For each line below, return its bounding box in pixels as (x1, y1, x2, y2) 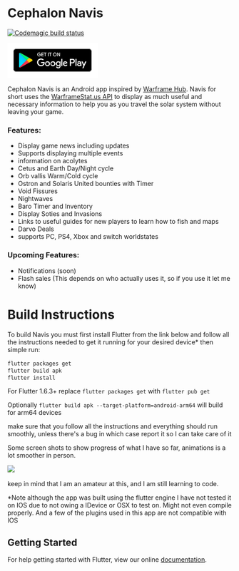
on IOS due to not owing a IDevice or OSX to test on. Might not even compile (7, 500, 232, 509)
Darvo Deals (17, 225, 55, 233)
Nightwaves (17, 195, 54, 203)
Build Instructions (7, 307, 116, 322)
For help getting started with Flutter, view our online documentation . (7, 555, 207, 564)
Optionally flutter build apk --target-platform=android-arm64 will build (7, 401, 223, 409)
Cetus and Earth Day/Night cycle (17, 164, 114, 173)
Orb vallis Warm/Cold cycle (17, 172, 98, 180)
